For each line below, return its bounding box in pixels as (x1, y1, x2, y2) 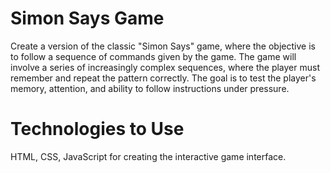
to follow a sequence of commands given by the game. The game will (10, 50, 297, 62)
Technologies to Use (10, 118, 185, 141)
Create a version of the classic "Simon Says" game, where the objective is (10, 40, 316, 52)
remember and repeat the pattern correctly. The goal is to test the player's (10, 72, 317, 84)
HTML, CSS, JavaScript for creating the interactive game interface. (10, 150, 287, 162)
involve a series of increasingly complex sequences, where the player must (10, 61, 321, 73)
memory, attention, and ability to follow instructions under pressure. (10, 82, 290, 94)
